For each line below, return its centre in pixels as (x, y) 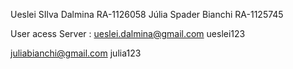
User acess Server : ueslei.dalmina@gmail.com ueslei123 (128, 33)
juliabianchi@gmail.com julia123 (76, 53)
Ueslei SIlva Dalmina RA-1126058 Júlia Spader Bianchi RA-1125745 (147, 14)
